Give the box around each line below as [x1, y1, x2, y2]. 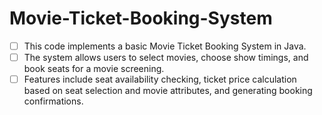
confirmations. [23, 95, 84, 107]
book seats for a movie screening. [23, 63, 165, 75]
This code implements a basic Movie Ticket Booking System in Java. [23, 40, 307, 52]
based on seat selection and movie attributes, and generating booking [23, 85, 313, 97]
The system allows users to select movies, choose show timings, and [23, 52, 309, 63]
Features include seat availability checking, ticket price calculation [23, 73, 297, 86]
